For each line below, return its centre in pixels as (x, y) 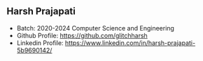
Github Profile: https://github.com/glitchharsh (82, 35)
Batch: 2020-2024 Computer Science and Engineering (95, 28)
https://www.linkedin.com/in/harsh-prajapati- (130, 43)
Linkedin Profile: (40, 43)
